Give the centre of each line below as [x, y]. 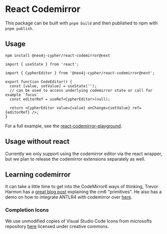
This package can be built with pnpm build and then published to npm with [82, 23]
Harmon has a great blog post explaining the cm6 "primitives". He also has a [83, 192]
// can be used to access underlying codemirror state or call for [81, 90]
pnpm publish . [19, 28]
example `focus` [22, 95]
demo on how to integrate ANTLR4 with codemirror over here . [69, 197]
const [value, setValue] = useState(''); [53, 86]
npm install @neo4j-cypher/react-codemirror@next [58, 55]
